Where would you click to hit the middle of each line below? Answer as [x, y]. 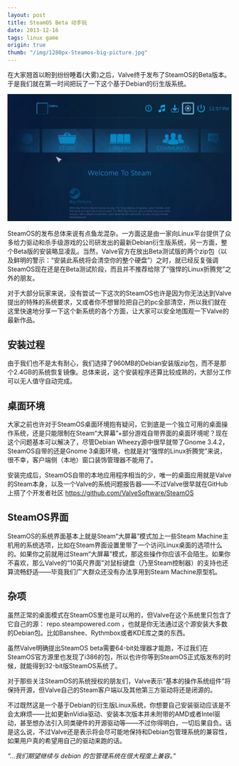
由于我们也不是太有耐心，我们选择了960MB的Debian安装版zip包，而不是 [114, 363]
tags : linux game [33, 38]
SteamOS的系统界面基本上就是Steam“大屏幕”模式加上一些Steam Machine [115, 536]
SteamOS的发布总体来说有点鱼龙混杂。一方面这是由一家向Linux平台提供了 [116, 234]
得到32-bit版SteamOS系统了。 [76, 665]
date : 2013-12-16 [33, 30]
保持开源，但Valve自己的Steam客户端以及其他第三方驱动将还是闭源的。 [112, 690]
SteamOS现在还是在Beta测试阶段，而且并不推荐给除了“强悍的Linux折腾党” [116, 269]
